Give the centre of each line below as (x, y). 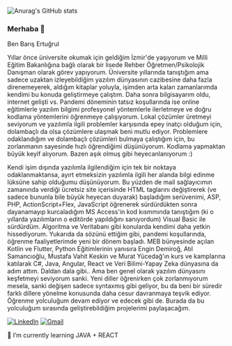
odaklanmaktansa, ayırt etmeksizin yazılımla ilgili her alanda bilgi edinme (111, 175)
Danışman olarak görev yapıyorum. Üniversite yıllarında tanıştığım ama (108, 73)
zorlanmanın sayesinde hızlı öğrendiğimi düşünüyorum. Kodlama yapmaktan (116, 146)
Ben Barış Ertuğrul (33, 44)
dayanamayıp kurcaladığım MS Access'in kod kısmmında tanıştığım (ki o (110, 212)
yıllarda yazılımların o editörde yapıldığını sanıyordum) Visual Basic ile (107, 219)
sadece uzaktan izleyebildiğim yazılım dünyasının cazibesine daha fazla (110, 80)
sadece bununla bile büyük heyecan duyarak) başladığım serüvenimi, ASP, (114, 197)
